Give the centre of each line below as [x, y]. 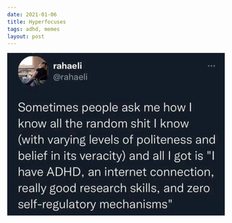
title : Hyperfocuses [37, 22]
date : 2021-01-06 [32, 14]
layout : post [26, 36]
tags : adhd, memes [33, 29]
